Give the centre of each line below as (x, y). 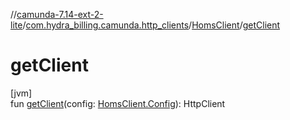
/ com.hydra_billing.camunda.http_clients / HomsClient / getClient (151, 25)
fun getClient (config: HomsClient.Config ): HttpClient (118, 103)
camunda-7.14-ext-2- (60, 14)
